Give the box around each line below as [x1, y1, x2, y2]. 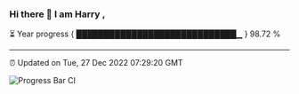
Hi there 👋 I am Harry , [9, 8, 106, 20]
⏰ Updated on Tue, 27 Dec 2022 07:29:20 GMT [9, 58, 184, 68]
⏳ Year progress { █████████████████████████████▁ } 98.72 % [9, 28, 281, 39]
